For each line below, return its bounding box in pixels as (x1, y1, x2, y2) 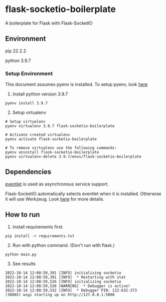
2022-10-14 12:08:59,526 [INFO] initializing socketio (5, 279, 122, 284)
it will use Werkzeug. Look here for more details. (5, 196, 105, 202)
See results (12, 260, 36, 266)
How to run (5, 210, 40, 219)
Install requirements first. (12, 223, 64, 229)
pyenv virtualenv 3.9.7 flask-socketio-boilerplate (5, 123, 115, 128)
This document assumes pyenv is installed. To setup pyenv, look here (5, 81, 148, 87)
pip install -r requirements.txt (5, 233, 75, 238)
